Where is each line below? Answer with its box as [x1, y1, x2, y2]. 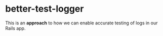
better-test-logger [5, 3, 84, 15]
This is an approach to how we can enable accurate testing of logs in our [5, 20, 158, 26]
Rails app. [5, 25, 26, 31]
